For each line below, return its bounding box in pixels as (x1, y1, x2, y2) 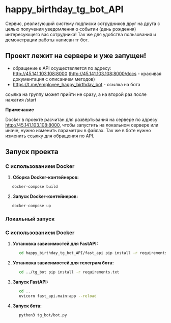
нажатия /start (5, 96, 37, 103)
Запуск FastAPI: (12, 279, 48, 285)
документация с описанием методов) (12, 76, 95, 82)
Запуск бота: (12, 303, 42, 309)
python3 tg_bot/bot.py (18, 312, 67, 317)
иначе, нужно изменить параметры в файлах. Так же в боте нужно (5, 127, 151, 133)
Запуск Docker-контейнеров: (12, 193, 78, 200)
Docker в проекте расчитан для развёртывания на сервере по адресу (5, 116, 158, 122)
